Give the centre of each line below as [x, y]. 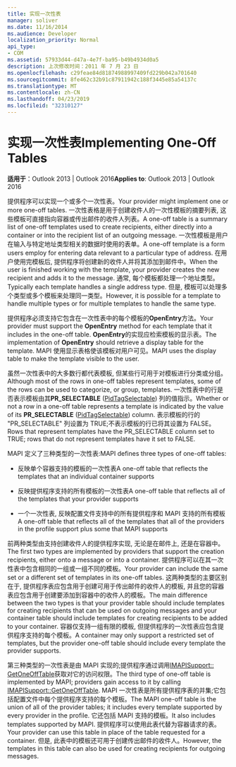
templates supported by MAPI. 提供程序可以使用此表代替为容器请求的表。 [114, 724]
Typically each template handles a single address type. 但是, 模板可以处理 [114, 286]
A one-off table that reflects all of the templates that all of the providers [121, 521]
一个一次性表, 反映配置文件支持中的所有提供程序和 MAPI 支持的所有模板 [121, 513]
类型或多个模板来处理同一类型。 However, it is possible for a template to [117, 295]
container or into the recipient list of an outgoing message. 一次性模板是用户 [118, 235]
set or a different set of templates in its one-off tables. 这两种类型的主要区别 [117, 577]
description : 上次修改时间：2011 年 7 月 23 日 [73, 66]
